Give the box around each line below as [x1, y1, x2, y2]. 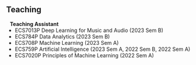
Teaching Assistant [9, 20, 59, 27]
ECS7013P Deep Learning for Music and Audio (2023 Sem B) [14, 27, 164, 34]
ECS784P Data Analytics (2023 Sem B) [14, 32, 110, 40]
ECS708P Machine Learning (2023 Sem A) [14, 39, 119, 46]
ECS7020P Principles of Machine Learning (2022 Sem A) [14, 51, 154, 58]
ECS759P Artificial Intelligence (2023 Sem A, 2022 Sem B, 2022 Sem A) [14, 45, 191, 53]
